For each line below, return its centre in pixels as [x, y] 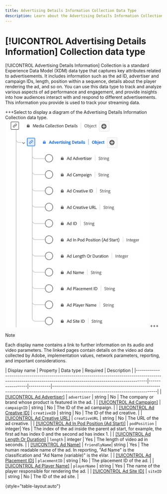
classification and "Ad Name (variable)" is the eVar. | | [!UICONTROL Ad [78, 455]
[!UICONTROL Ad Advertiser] [35, 397]
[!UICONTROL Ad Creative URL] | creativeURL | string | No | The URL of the [82, 418]
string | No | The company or [124, 397]
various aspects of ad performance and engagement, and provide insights [81, 92]
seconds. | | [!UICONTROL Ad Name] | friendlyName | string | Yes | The [77, 445]
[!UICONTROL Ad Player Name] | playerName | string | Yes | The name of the [83, 466]
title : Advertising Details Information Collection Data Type [71, 10]
